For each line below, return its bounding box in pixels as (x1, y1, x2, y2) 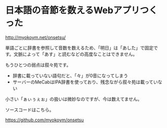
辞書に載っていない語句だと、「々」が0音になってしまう (12, 72, 128, 78)
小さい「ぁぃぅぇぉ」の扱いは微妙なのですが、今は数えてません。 (5, 96, 142, 102)
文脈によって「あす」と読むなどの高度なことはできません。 (13, 51, 138, 57)
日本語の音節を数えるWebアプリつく (5, 5, 158, 16)
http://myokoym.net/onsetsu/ (5, 34, 66, 40)
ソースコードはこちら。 (5, 107, 54, 113)
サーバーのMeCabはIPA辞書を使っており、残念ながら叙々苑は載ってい (12, 79, 158, 85)
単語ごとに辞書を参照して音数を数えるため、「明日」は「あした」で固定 (5, 45, 154, 51)
